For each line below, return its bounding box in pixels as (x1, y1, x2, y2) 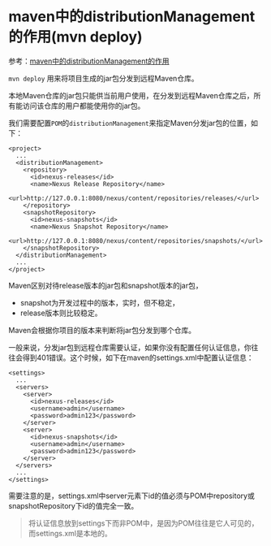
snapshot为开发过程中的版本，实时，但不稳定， (19, 297, 180, 307)
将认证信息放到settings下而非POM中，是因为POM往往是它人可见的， (28, 518, 259, 528)
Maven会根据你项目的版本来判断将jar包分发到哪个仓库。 (8, 325, 196, 335)
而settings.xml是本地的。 (28, 528, 112, 538)
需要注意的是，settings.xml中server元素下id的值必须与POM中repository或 (8, 491, 256, 500)
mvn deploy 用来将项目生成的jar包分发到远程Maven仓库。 (8, 73, 199, 83)
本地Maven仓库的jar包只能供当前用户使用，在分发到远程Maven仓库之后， (8, 90, 254, 100)
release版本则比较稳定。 (19, 308, 103, 318)
